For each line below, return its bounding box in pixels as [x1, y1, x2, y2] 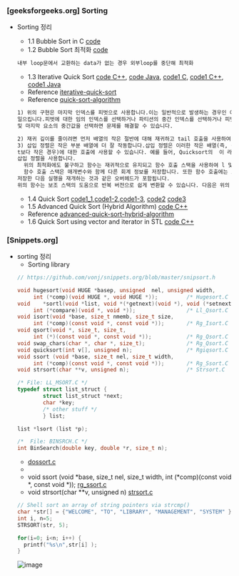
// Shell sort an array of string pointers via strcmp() [16, 502, 190, 509]
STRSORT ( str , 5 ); [16, 521, 69, 529]
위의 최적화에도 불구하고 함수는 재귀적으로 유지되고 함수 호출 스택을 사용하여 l [24, 162, 225, 169]
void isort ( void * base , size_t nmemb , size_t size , [16, 313, 174, 321]
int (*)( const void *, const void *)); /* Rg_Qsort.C [33, 334, 229, 341]
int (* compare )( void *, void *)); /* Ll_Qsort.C [33, 307, 229, 314]
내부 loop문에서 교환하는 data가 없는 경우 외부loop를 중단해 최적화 [16, 60, 194, 67]
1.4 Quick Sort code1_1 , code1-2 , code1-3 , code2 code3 [27, 195, 186, 203]
